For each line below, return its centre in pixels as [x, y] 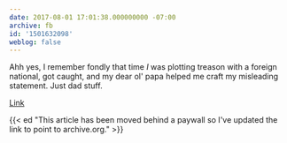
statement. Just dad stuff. [56, 86]
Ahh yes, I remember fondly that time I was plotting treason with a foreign [143, 67]
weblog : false [35, 42]
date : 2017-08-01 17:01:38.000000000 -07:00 [93, 17]
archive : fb [31, 26]
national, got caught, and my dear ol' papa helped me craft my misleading [144, 77]
